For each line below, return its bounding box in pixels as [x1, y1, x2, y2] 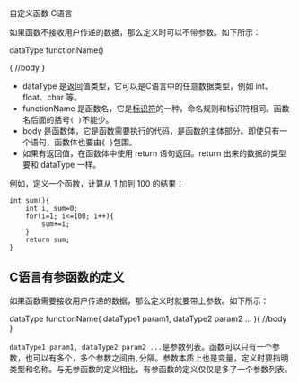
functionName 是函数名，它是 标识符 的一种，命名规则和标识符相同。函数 [22, 103, 290, 114]
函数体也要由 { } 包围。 [53, 137, 137, 147]
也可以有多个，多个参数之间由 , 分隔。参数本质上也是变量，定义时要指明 [24, 353, 289, 363]
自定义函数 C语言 [9, 8, 74, 18]
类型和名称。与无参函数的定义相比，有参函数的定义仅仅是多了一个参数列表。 [9, 363, 293, 374]
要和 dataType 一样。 [22, 160, 101, 170]
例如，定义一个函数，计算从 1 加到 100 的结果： [9, 178, 184, 188]
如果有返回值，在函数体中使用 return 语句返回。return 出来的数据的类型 [22, 148, 287, 159]
